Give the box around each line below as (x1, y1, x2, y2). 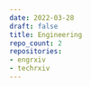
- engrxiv (9, 55, 47, 64)
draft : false (9, 22, 59, 31)
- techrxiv (9, 64, 50, 73)
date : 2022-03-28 (9, 13, 75, 23)
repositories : (9, 47, 63, 56)
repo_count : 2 (9, 38, 63, 48)
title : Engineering (9, 30, 83, 39)
